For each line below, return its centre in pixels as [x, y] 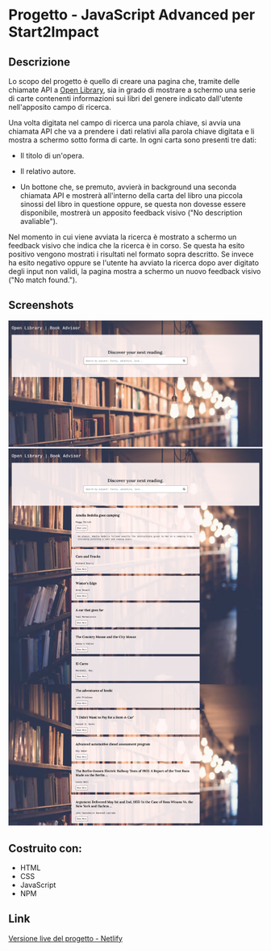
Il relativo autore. [48, 171]
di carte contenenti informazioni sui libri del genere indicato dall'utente [126, 98]
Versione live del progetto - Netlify [66, 938]
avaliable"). [39, 221]
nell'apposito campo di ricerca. [60, 107]
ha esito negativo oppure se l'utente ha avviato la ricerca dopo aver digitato [134, 263]
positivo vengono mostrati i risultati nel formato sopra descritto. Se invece [131, 254]
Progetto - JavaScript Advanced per [132, 15]
